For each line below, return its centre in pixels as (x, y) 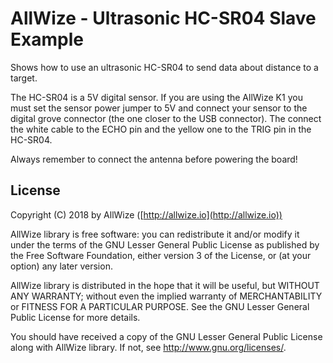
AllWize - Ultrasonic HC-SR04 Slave (163, 18)
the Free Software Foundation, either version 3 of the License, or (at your (161, 255)
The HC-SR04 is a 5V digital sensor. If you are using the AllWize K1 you (156, 97)
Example (47, 39)
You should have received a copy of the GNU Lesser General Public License (166, 336)
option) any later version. (61, 266)
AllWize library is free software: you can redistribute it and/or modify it (155, 234)
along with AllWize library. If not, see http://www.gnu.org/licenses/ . (148, 347)
